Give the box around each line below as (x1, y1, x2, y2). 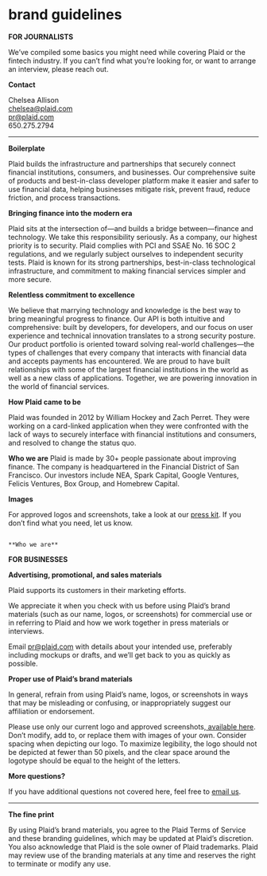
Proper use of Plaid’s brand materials (8, 674, 133, 683)
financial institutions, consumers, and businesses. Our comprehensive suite (8, 167, 256, 177)
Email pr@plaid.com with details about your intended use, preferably (8, 642, 233, 651)
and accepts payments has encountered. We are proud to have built (8, 356, 230, 366)
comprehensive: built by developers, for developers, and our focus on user (8, 322, 253, 332)
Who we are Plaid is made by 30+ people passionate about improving (8, 453, 237, 463)
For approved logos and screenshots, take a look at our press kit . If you (8, 509, 242, 519)
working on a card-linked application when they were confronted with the (8, 421, 249, 430)
